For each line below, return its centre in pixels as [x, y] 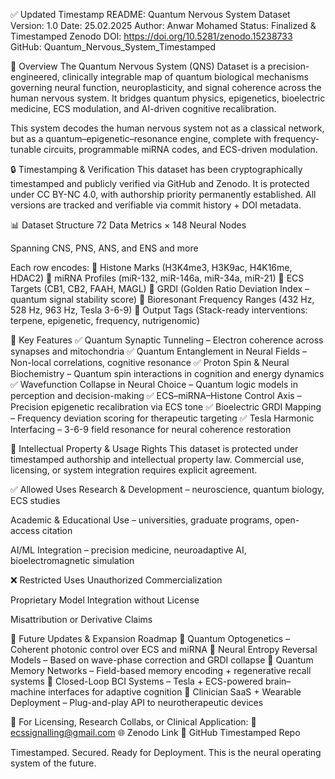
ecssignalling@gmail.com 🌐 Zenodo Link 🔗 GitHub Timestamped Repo [155, 732]
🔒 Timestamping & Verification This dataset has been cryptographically [156, 169]
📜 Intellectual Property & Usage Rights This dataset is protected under [154, 448]
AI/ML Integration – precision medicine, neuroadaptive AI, [128, 550]
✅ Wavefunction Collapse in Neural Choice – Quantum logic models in [154, 384]
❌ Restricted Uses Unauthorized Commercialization [116, 580]
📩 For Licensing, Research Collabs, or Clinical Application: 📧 [133, 722]
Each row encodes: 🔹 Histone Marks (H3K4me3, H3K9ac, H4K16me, [151, 267]
